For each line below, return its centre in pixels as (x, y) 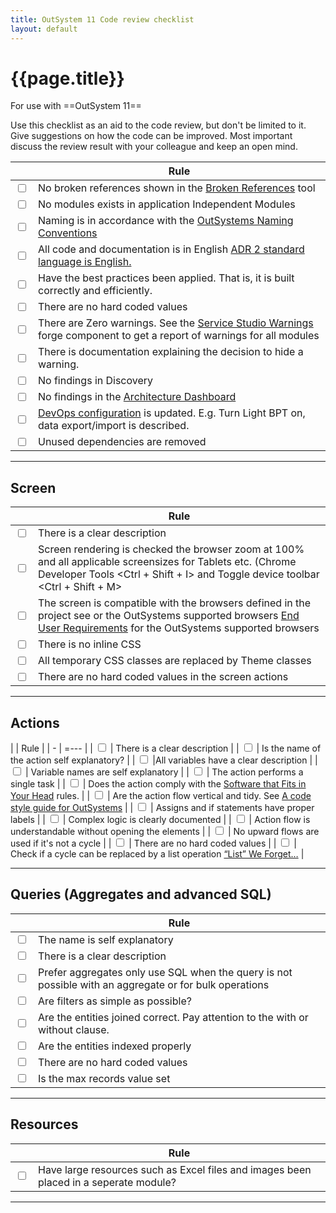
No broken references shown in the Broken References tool (177, 188)
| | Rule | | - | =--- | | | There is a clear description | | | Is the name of (166, 748)
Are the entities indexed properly (115, 1046)
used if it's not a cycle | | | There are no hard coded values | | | (153, 843)
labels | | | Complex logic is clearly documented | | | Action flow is (160, 820)
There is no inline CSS (90, 644)
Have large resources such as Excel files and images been (175, 1169)
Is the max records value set (104, 1078)
